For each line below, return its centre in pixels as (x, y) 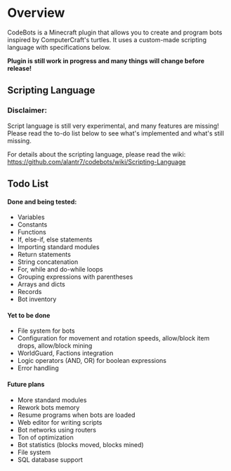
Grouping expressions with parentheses (75, 277)
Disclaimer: (27, 110)
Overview (36, 13)
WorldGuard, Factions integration (65, 353)
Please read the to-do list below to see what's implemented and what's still (116, 133)
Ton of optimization (45, 437)
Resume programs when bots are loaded (76, 415)
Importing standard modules (58, 247)
